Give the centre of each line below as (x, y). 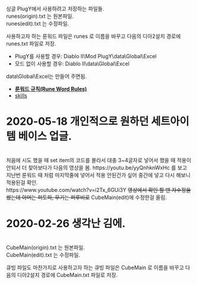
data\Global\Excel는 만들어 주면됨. (46, 76)
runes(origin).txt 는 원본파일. (40, 16)
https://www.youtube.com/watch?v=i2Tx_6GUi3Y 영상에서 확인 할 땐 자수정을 (98, 190)
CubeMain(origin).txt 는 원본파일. (46, 247)
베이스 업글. (45, 136)
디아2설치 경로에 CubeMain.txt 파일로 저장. (67, 274)
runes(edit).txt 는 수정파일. (38, 23)
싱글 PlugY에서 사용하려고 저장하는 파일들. (55, 9)
